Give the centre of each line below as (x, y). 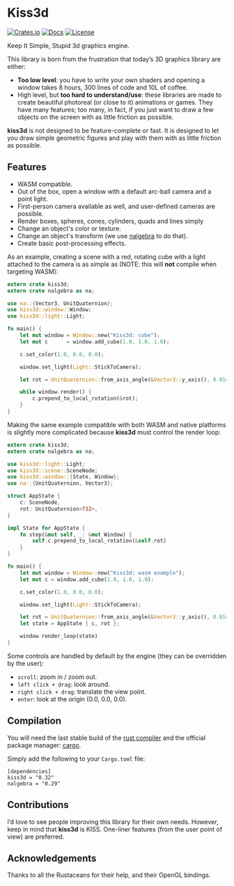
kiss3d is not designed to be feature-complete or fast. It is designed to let (113, 130)
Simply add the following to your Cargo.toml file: (76, 759)
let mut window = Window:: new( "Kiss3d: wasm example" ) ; (103, 573)
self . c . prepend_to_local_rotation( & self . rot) (100, 541)
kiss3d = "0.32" (31, 777)
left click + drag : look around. (63, 684)
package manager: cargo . (44, 745)
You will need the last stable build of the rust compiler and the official (107, 738)
